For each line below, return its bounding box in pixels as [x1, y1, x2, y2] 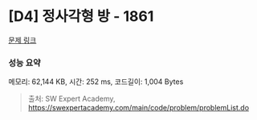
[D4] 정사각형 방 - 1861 [8, 7, 154, 26]
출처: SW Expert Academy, [27, 94, 116, 104]
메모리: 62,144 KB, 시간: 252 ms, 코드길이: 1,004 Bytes [8, 77, 184, 86]
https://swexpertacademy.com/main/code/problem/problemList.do [27, 103, 250, 113]
